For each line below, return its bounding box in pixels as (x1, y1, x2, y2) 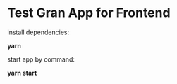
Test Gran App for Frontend (7, 5, 171, 21)
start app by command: (7, 55, 75, 64)
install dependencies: (7, 28, 69, 36)
